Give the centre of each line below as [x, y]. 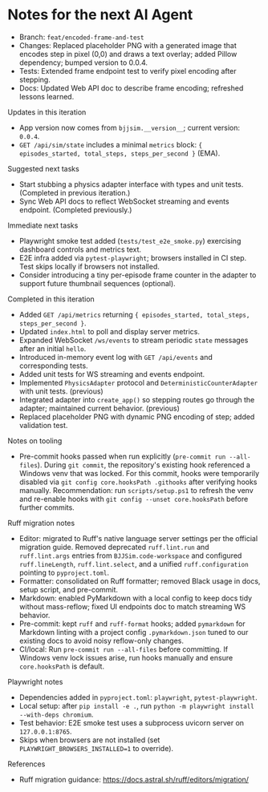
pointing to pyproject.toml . [64, 572]
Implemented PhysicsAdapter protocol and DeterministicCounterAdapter [138, 382]
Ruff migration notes [41, 523]
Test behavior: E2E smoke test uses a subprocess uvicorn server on [132, 722]
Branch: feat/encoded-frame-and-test [81, 37]
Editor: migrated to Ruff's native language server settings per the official [138, 538]
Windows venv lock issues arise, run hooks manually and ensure [126, 657]
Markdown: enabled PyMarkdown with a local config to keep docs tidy [136, 598]
